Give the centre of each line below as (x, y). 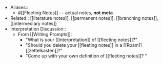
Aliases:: (19, 7)
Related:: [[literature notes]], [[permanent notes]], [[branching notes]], (84, 18)
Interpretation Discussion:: (38, 29)
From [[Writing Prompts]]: (45, 34)
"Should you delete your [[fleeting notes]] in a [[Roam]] (84, 45)
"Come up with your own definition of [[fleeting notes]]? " (86, 56)
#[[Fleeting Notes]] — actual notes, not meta (65, 13)
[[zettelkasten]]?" (44, 51)
